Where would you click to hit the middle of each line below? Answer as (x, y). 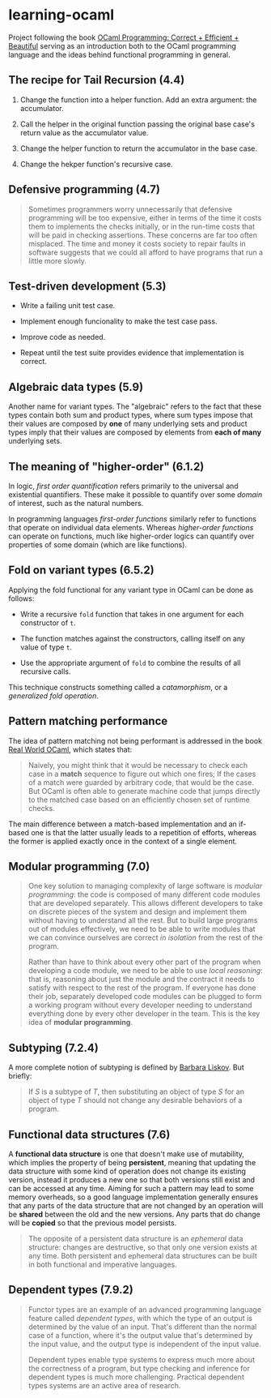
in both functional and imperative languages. (102, 1265)
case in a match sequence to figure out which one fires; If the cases (142, 774)
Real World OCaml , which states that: (70, 749)
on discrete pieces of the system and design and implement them (137, 912)
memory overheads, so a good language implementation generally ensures (133, 1197)
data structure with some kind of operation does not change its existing (127, 1171)
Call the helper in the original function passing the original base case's (137, 124)
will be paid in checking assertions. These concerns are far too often (142, 235)
